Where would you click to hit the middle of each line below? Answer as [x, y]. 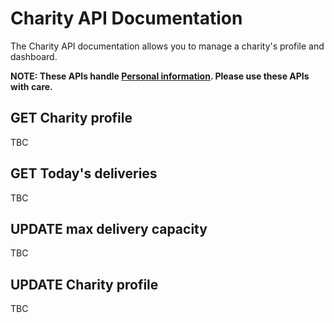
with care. [31, 86]
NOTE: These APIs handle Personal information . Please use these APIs [160, 76]
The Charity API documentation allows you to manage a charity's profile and [167, 46]
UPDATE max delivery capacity [109, 228]
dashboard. [34, 56]
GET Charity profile [71, 118]
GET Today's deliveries [84, 173]
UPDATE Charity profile [84, 284]
